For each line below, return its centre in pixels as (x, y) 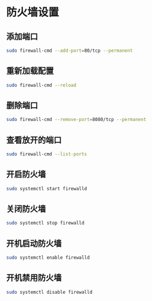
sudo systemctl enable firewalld (48, 258)
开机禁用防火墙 (34, 278)
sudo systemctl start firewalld (47, 188)
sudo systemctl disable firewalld (50, 292)
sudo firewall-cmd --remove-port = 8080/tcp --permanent (76, 120)
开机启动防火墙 (34, 244)
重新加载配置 (30, 71)
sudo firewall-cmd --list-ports (47, 154)
